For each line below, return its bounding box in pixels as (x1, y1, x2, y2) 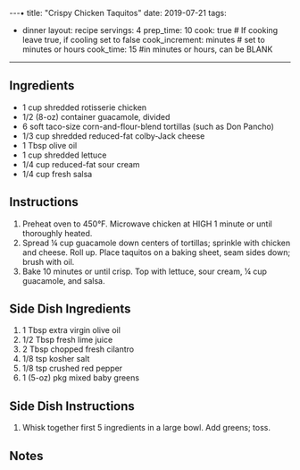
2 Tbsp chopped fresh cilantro (21, 344, 135, 355)
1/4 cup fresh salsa (21, 168, 93, 179)
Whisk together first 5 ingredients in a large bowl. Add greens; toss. (21, 423, 271, 433)
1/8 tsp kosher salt (21, 354, 90, 364)
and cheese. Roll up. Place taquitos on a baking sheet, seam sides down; (21, 246, 291, 258)
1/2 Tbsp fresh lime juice (21, 335, 113, 346)
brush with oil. (21, 256, 75, 267)
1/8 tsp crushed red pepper (21, 363, 123, 374)
